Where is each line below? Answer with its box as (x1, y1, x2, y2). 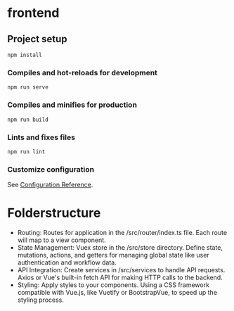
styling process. (17, 296, 65, 304)
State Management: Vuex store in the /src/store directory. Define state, (17, 243, 223, 252)
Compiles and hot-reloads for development (7, 68, 158, 77)
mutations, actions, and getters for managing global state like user (17, 251, 209, 260)
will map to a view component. (17, 236, 107, 244)
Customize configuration (7, 164, 95, 174)
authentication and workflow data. (17, 258, 117, 267)
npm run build (7, 116, 49, 123)
